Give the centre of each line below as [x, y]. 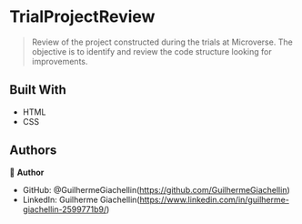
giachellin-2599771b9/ [65, 209]
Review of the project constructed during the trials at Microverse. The [162, 42]
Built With [38, 90]
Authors [33, 151]
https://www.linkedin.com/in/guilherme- [214, 199]
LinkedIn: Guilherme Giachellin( [81, 199]
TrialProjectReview [82, 17]
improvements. [60, 61]
